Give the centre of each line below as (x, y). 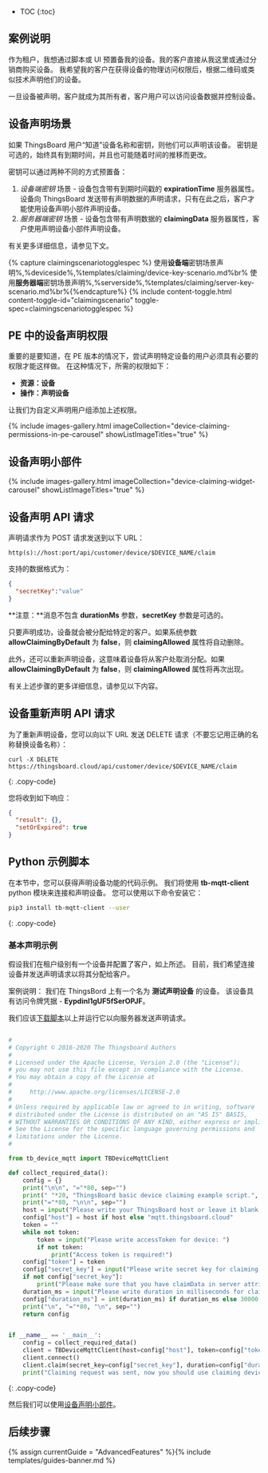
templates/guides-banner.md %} (62, 1460)
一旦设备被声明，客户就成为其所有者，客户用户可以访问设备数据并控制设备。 (134, 96)
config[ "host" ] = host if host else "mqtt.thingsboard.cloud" (128, 1217)
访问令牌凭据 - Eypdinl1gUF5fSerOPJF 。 (82, 1001)
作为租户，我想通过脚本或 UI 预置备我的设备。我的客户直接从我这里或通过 (129, 59)
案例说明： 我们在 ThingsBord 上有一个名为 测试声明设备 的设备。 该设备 (128, 991)
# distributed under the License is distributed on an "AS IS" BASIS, (128, 1114)
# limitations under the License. (66, 1137)
